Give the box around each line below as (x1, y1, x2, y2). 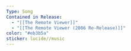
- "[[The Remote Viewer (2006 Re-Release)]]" (11, 25, 126, 31)
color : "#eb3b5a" (6, 30, 49, 36)
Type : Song (6, 8, 33, 15)
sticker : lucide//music (6, 36, 65, 42)
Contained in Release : (6, 14, 62, 20)
